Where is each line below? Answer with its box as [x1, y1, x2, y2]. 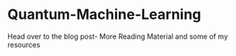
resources [7, 39, 40, 49]
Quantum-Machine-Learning [7, 6, 202, 24]
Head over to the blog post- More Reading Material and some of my [7, 32, 229, 41]
